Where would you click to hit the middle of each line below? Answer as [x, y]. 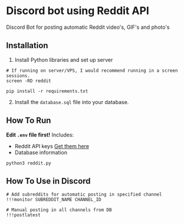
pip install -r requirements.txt [47, 91]
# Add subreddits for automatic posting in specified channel [84, 195]
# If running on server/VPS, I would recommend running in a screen [92, 71]
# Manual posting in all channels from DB [59, 210]
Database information [41, 152]
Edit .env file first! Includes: [40, 135]
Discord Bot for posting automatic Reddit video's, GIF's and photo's [88, 27]
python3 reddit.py [29, 163]
